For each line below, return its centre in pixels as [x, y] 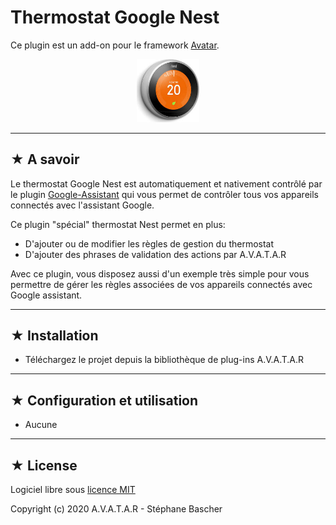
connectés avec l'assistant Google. [82, 205]
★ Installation [54, 335]
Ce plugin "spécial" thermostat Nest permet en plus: [118, 224]
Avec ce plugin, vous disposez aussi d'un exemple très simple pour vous [160, 273]
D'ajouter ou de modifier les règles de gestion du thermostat [149, 243]
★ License [44, 465]
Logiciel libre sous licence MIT [73, 489]
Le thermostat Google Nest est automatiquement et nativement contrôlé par [166, 183]
